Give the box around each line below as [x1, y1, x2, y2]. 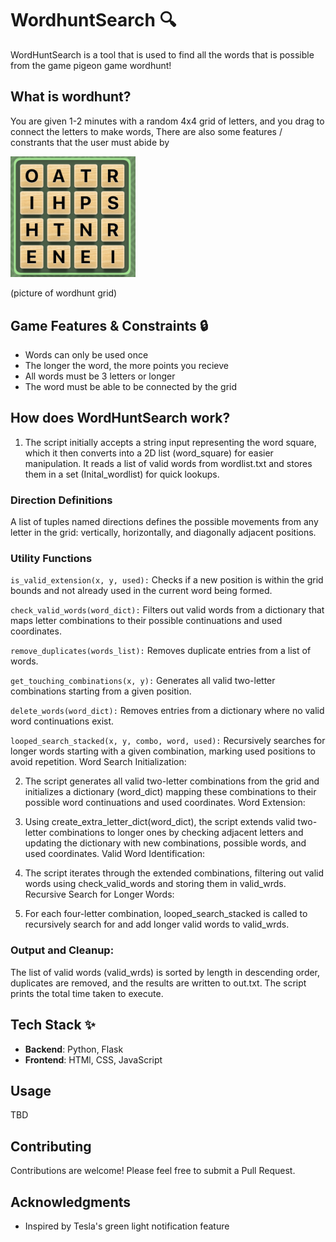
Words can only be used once [24, 348, 149, 361]
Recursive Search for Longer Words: [24, 888, 175, 901]
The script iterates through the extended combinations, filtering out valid [24, 867, 325, 879]
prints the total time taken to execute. [10, 987, 164, 999]
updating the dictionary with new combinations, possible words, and [24, 837, 307, 849]
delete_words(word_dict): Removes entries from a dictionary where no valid [10, 705, 325, 717]
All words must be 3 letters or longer [24, 370, 176, 382]
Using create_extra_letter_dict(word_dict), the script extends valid [24, 816, 296, 828]
